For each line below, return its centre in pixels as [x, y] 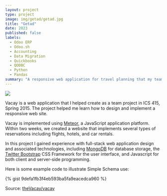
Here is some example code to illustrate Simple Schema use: [67, 169]
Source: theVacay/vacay [30, 188]
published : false [23, 33]
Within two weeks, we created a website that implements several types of [81, 128]
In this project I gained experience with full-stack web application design [80, 143]
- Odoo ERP [21, 42]
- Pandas [19, 75]
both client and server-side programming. [48, 159]
